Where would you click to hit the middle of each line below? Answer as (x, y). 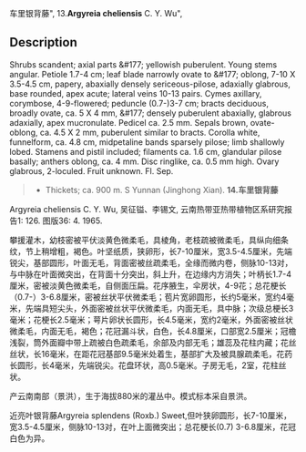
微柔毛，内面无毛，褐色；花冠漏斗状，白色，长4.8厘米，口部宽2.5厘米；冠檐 (153, 331)
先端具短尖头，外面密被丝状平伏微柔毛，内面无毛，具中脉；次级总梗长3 (159, 308)
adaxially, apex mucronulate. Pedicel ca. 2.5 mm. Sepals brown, (129, 122)
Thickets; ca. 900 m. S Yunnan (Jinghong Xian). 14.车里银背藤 (162, 190)
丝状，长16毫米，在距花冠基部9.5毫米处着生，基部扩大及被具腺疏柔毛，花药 (151, 354)
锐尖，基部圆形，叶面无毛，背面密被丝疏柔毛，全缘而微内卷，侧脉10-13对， (151, 262)
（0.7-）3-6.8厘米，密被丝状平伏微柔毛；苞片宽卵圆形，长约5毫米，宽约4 (148, 297)
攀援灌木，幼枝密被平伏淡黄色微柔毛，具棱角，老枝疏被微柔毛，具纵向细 (145, 240)
